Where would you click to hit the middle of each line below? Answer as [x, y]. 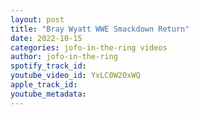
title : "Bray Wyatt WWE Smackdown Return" [100, 29]
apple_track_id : [44, 85]
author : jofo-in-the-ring [64, 57]
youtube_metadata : [48, 94]
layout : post [37, 19]
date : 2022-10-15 [46, 38]
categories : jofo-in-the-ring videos [89, 47]
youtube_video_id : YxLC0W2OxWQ [75, 76]
